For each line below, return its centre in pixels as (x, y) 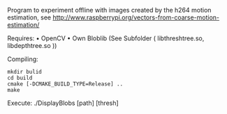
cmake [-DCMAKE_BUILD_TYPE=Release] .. (65, 84)
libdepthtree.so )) (32, 46)
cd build (20, 78)
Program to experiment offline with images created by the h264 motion (109, 10)
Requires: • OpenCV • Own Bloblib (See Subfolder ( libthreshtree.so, (106, 38)
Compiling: (23, 59)
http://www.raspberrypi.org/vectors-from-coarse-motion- (136, 17)
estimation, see (29, 17)
